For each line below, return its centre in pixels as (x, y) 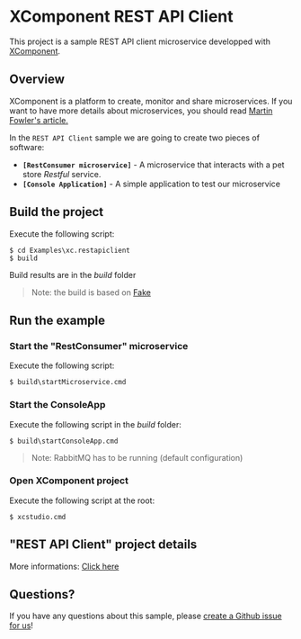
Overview (37, 80)
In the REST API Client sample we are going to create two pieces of (135, 138)
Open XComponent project (69, 481)
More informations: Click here (64, 566)
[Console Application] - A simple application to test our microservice (151, 184)
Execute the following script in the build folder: (96, 424)
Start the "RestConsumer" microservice (99, 346)
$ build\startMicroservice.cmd (68, 382)
